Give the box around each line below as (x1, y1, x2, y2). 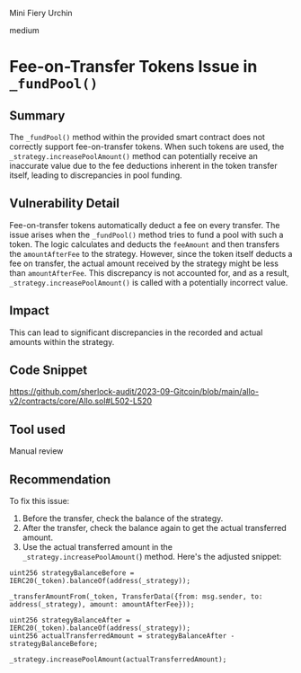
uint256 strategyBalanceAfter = (9, 615, 130, 625)
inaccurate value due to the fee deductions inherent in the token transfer (9, 161, 278, 171)
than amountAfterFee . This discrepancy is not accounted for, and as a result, (9, 267, 290, 278)
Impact (9, 303, 49, 318)
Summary (9, 108, 66, 123)
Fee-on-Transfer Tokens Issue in (9, 57, 258, 77)
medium (9, 25, 40, 35)
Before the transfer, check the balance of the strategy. (22, 513, 224, 524)
